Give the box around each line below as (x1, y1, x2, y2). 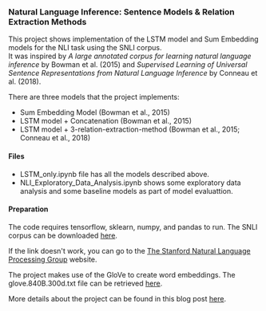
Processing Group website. (8, 254, 97, 264)
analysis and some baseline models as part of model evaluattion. (19, 186, 233, 195)
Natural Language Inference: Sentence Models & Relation (8, 6, 236, 18)
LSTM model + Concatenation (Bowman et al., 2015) (19, 116, 192, 126)
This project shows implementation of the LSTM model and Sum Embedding (8, 34, 259, 44)
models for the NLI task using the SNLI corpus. (8, 43, 162, 53)
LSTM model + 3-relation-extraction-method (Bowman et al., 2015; (19, 124, 240, 134)
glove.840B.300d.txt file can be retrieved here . (8, 278, 163, 288)
